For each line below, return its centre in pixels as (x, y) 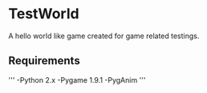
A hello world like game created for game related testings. (104, 36)
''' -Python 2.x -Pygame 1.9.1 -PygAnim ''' (77, 79)
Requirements (44, 61)
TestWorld (44, 14)
